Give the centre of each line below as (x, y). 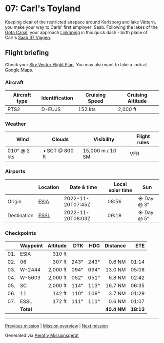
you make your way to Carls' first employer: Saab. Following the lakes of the (82, 27)
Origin (15, 201)
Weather (16, 124)
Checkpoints (21, 233)
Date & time (83, 187)
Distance (115, 246)
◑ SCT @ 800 (58, 151)
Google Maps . (19, 70)
